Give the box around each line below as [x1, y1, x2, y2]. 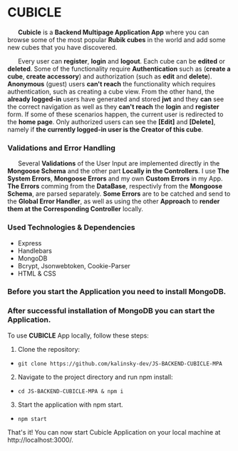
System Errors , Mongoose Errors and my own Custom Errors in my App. [7, 174, 223, 183]
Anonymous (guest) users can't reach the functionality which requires [7, 79, 216, 88]
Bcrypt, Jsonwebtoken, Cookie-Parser [17, 261, 130, 270]
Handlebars [17, 246, 52, 255]
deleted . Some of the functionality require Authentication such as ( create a [7, 64, 231, 73]
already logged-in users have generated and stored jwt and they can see [7, 94, 224, 103]
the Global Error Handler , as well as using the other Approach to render [7, 197, 220, 206]
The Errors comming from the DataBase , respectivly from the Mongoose [7, 182, 223, 191]
